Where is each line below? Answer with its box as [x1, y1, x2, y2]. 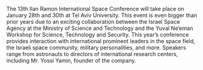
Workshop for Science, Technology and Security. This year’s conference [6, 31, 190, 38]
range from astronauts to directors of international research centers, [6, 51, 179, 57]
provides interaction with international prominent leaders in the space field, [6, 38, 196, 44]
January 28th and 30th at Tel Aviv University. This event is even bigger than [6, 12, 197, 19]
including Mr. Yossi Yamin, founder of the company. [6, 57, 136, 64]
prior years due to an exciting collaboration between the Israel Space [6, 18, 180, 25]
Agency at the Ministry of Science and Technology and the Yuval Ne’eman [6, 24, 194, 32]
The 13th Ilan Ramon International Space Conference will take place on [6, 5, 185, 12]
